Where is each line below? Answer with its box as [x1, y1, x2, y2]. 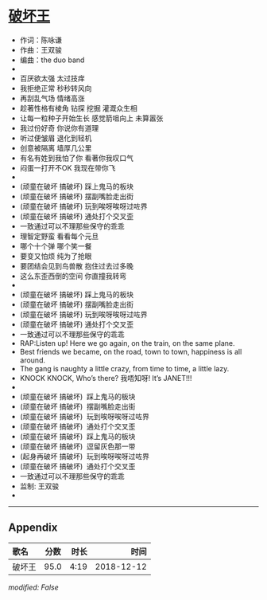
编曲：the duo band [19, 55, 85, 65]
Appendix [8, 521, 58, 535]
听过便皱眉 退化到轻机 [19, 133, 92, 143]
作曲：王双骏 [19, 45, 62, 54]
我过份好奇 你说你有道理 [19, 123, 99, 132]
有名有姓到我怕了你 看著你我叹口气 [19, 153, 133, 163]
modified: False [8, 582, 60, 592]
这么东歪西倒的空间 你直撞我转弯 [19, 271, 127, 280]
